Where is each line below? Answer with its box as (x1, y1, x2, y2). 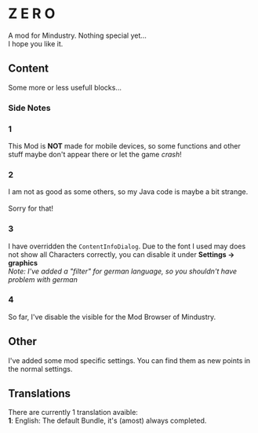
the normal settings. (8, 364, 73, 373)
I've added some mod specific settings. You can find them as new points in (8, 355, 251, 365)
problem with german (8, 274, 78, 284)
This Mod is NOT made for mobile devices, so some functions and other (8, 141, 242, 150)
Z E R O (8, 5, 56, 23)
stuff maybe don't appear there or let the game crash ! (8, 149, 182, 159)
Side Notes (8, 102, 51, 113)
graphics (8, 258, 38, 267)
